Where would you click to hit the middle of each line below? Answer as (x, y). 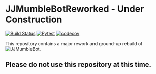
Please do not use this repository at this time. (78, 65)
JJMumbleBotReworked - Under (75, 9)
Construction (34, 20)
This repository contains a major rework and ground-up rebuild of (74, 43)
